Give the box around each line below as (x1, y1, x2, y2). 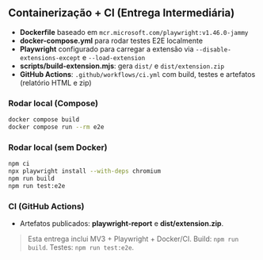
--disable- (195, 45, 231, 54)
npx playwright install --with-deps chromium (8, 167, 161, 175)
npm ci (8, 160, 30, 168)
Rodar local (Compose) (8, 97, 99, 109)
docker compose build (8, 116, 80, 124)
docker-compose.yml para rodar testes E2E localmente (19, 36, 204, 45)
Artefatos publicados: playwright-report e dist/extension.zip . (19, 218, 224, 228)
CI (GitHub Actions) (8, 201, 85, 212)
